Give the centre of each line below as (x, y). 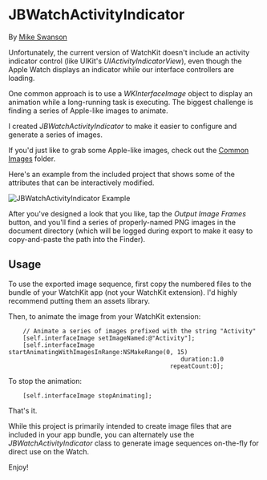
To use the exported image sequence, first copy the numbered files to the (130, 284)
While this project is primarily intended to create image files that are (120, 426)
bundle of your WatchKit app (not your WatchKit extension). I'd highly (123, 292)
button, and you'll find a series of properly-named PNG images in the (122, 222)
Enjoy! (19, 467)
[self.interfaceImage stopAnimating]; (87, 395)
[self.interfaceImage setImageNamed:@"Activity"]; (109, 338)
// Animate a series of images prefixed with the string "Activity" (140, 331)
